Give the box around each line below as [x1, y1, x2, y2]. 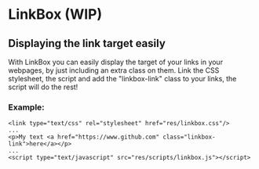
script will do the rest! [8, 82, 78, 92]
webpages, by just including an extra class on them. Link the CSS [8, 66, 220, 75]
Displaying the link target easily [8, 37, 166, 50]
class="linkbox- [162, 133, 216, 142]
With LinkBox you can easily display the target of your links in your [8, 57, 224, 67]
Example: [8, 102, 45, 113]
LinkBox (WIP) [8, 5, 103, 23]
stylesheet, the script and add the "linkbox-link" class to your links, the [8, 74, 237, 83]
